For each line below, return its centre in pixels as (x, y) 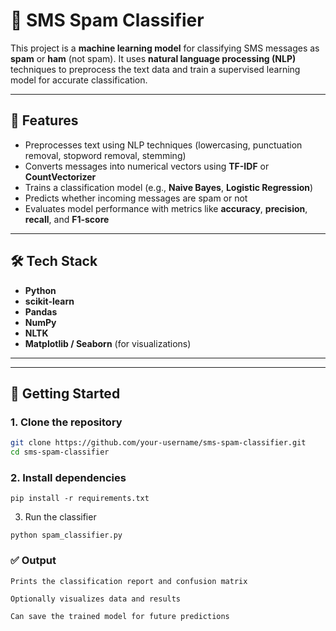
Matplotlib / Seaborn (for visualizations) (108, 343)
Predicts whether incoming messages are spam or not (136, 198)
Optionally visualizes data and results (96, 599)
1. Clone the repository (66, 422)
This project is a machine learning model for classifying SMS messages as (165, 48)
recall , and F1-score (67, 219)
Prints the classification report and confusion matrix (129, 581)
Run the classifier (60, 517)
